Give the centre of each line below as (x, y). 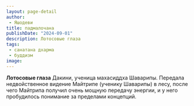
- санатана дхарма (31, 50)
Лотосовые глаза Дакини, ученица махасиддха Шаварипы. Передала (95, 78)
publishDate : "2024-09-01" (39, 34)
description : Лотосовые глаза (44, 39)
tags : (13, 45)
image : (14, 61)
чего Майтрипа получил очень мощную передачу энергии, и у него (92, 90)
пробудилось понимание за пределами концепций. (71, 96)
